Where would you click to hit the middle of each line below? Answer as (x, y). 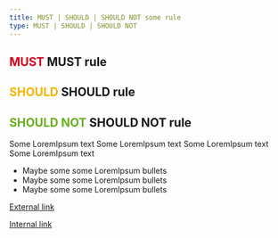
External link (32, 207)
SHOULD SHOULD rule (72, 92)
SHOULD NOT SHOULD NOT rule (100, 123)
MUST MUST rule (58, 62)
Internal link (31, 225)
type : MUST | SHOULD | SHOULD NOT (74, 26)
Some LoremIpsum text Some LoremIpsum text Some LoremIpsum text (139, 144)
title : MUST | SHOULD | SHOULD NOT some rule (95, 17)
